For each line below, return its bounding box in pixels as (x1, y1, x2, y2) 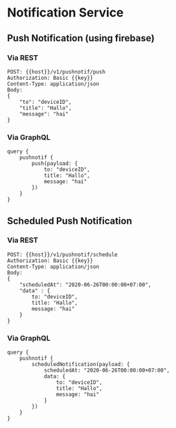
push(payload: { (32, 160, 78, 167)
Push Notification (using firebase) (7, 32, 155, 44)
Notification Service (7, 5, 124, 21)
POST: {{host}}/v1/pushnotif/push (7, 68, 106, 75)
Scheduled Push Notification (7, 215, 132, 226)
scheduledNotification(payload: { (32, 361, 130, 368)
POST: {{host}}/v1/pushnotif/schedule (7, 251, 118, 258)
